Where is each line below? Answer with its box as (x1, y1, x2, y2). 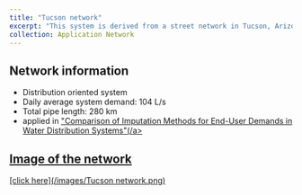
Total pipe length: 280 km (22, 106, 118, 117)
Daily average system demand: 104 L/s (22, 96, 166, 108)
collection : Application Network (9, 30, 135, 39)
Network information (9, 63, 129, 78)
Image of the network (9, 151, 132, 166)
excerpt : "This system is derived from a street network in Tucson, (9, 22, 271, 31)
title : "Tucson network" (9, 13, 102, 22)
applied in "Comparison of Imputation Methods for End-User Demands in (22, 116, 293, 127)
